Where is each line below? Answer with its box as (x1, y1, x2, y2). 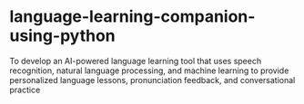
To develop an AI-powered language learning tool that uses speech (9, 55, 262, 66)
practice (9, 84, 41, 95)
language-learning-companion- (9, 6, 256, 27)
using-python (9, 25, 116, 46)
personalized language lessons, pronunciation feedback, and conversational (9, 74, 296, 85)
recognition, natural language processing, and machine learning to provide (9, 65, 289, 76)
